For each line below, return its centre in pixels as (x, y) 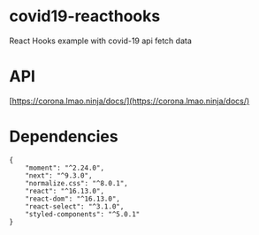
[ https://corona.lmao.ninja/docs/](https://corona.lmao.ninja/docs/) (129, 101)
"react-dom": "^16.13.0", (73, 199)
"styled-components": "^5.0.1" (83, 214)
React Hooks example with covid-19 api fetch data (101, 41)
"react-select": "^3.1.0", (75, 206)
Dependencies (64, 136)
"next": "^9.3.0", (59, 175)
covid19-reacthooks (85, 16)
